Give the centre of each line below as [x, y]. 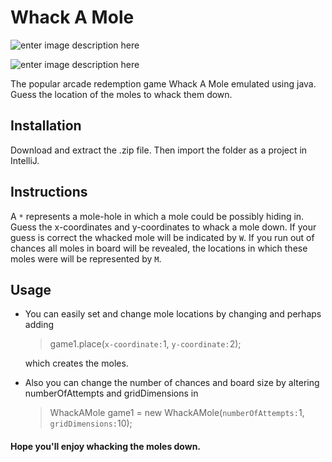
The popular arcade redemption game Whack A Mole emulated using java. [163, 83]
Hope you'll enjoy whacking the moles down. [106, 446]
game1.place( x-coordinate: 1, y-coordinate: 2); [145, 344]
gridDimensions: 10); [91, 423]
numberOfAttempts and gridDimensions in [111, 393]
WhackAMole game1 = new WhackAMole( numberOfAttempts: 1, [177, 413]
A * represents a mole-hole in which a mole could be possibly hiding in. [157, 216]
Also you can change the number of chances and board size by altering [172, 383]
